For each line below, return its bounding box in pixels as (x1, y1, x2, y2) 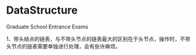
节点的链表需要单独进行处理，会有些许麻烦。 (11, 43, 121, 50)
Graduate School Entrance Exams (6, 23, 88, 30)
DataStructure (6, 4, 78, 17)
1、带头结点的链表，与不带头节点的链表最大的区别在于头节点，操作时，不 (6, 35, 185, 42)
